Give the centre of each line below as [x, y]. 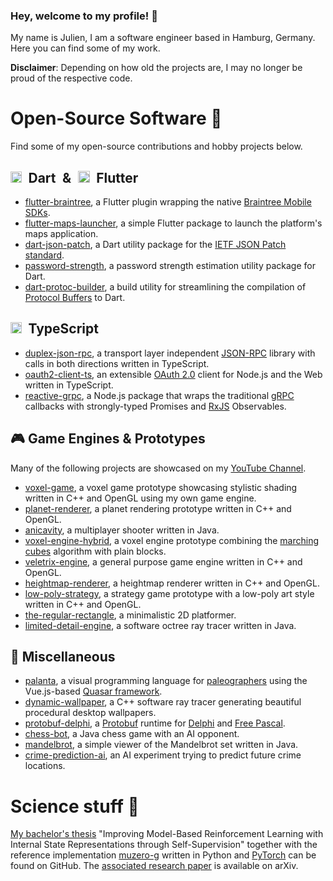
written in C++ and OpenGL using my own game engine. [140, 498]
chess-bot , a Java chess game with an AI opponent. [132, 734]
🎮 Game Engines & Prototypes [108, 439]
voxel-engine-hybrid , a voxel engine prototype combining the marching [172, 540]
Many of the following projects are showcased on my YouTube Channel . [158, 468]
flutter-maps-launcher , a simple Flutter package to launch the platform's [173, 223]
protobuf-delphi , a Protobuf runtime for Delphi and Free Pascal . [155, 723]
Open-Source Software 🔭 [116, 118]
